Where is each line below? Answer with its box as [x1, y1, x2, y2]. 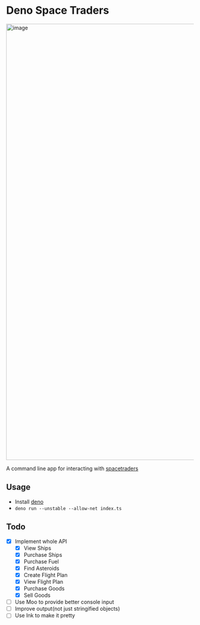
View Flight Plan [23, 578, 64, 585]
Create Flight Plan [23, 571, 68, 578]
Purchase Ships [23, 551, 62, 558]
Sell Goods [23, 592, 51, 599]
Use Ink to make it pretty [14, 612, 76, 619]
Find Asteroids [23, 565, 60, 572]
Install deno [14, 498, 43, 505]
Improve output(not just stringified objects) [14, 605, 120, 612]
